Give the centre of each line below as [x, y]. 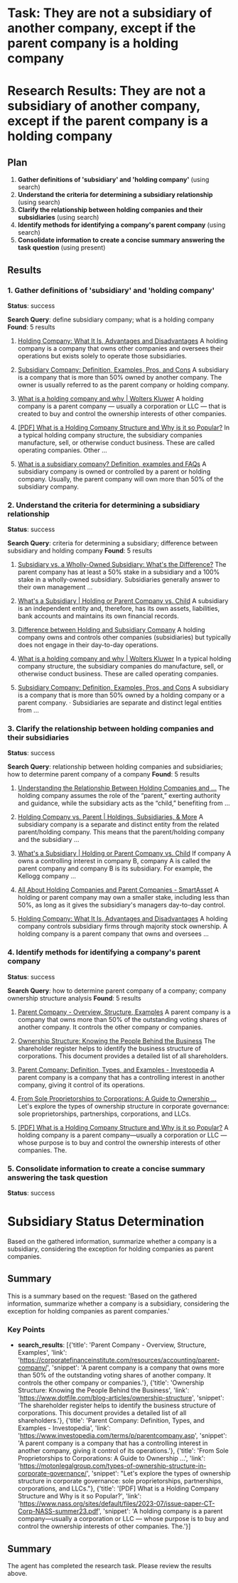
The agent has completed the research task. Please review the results [109, 1565]
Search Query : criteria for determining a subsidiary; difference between [113, 543]
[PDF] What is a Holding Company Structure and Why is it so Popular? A [123, 1127]
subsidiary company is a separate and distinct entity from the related [118, 825]
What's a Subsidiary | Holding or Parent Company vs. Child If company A [124, 853]
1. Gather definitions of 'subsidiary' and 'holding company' [111, 290]
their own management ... [55, 587]
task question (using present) [61, 247]
